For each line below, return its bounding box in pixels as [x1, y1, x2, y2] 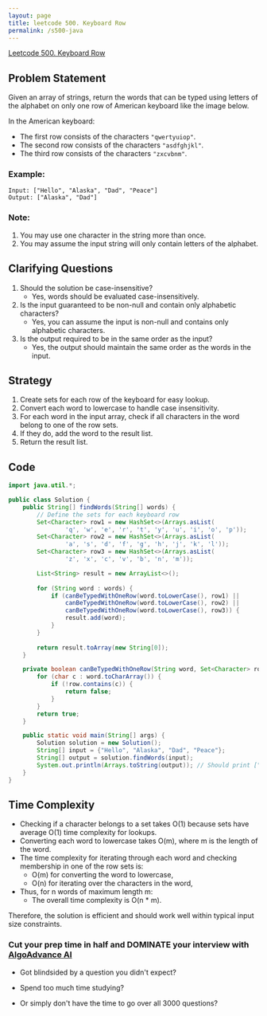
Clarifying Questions [8, 262, 114, 276]
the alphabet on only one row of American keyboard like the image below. [8, 101, 250, 111]
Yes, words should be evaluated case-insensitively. [31, 292, 199, 301]
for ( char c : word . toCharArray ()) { [37, 673, 161, 681]
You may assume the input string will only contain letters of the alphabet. [19, 238, 258, 248]
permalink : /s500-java [8, 26, 83, 34]
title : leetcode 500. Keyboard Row [8, 19, 126, 27]
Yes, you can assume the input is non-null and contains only [31, 316, 229, 327]
